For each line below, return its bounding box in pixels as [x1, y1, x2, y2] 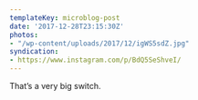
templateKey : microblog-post [9, 13, 120, 23]
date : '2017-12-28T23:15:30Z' [9, 22, 125, 31]
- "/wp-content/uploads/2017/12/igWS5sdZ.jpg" [9, 38, 190, 48]
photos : [9, 30, 39, 39]
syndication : [9, 47, 59, 56]
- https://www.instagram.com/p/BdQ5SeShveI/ [9, 55, 182, 65]
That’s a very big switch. [9, 81, 101, 91]
